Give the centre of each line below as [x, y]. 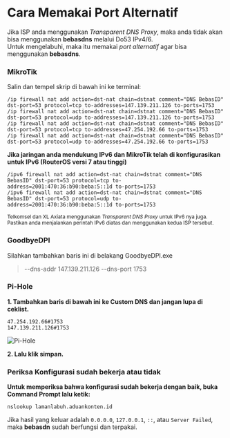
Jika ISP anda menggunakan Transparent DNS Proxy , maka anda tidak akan [115, 32]
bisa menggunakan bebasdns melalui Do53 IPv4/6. [80, 39]
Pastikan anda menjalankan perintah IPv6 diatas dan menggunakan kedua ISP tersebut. [111, 223]
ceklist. [18, 309]
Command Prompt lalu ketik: [49, 394]
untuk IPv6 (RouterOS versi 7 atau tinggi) [67, 162]
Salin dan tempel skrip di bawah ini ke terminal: [74, 87]
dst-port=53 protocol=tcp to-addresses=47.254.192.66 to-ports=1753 [108, 130]
